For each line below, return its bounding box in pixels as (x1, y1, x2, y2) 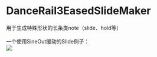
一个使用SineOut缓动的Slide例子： (6, 38, 90, 45)
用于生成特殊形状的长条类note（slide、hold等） (6, 24, 122, 31)
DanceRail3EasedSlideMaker (6, 4, 151, 18)
